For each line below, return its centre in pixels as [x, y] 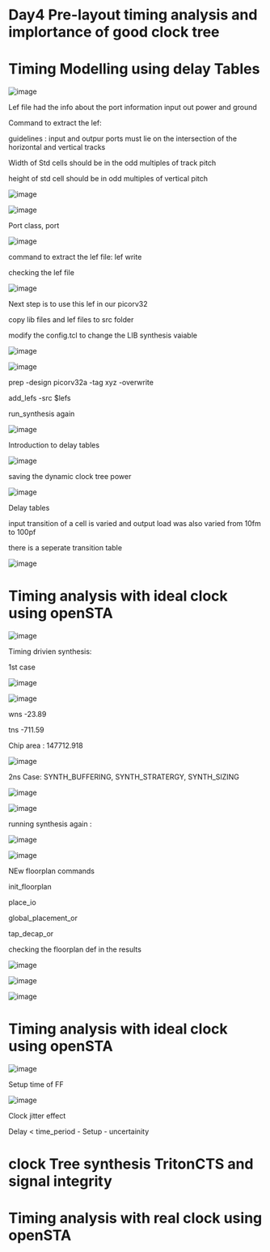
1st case [22, 667]
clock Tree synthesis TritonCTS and [131, 1164]
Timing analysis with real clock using [135, 1218]
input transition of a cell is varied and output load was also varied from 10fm [135, 524]
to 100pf [22, 533]
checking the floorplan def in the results [75, 949]
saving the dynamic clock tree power [70, 477]
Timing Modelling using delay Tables [134, 69]
